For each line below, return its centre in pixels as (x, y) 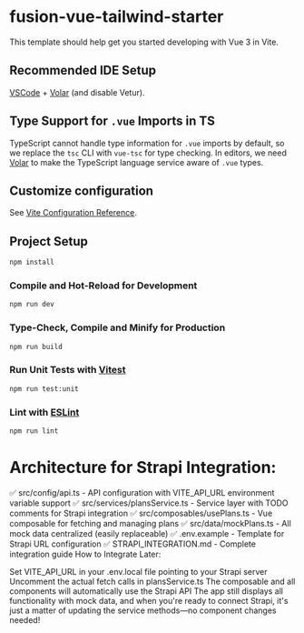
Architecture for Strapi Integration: (143, 467)
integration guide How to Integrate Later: (85, 554)
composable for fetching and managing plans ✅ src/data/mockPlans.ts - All (151, 523)
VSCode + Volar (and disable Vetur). (77, 92)
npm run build (36, 347)
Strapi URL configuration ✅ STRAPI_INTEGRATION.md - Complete (133, 544)
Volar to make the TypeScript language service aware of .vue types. (137, 162)
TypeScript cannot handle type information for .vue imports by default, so (147, 143)
